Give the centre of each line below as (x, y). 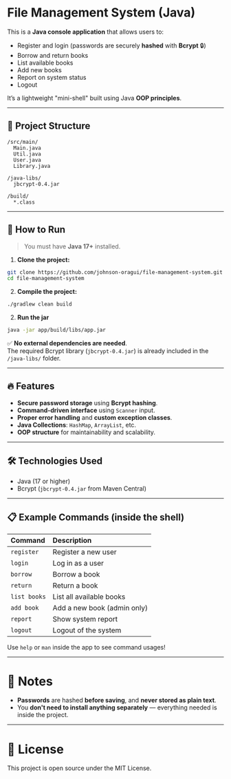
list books (28, 596)
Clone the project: (43, 259)
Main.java (27, 148)
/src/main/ (23, 142)
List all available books (89, 597)
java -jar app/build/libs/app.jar (57, 330)
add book (25, 608)
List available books (45, 63)
